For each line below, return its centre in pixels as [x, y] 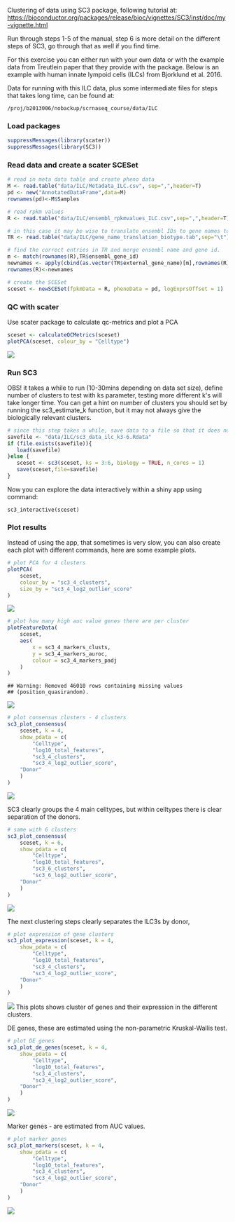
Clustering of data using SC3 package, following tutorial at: [92, 10]
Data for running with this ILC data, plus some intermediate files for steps [113, 88]
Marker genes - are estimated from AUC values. [76, 1126]
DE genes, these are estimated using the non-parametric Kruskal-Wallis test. [117, 1028]
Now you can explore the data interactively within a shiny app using [105, 489]
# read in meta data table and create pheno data [81, 179]
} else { [19, 456]
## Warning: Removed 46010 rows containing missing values [95, 686]
